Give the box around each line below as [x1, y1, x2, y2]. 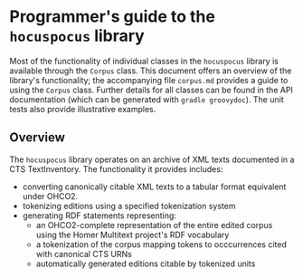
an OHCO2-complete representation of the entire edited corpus [35, 219, 273, 230]
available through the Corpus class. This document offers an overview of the [9, 65, 292, 76]
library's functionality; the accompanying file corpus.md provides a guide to [9, 74, 289, 85]
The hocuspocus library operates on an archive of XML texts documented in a [9, 154, 295, 165]
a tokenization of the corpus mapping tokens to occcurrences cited [35, 238, 288, 250]
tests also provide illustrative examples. [9, 103, 156, 114]
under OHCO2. [22, 190, 79, 201]
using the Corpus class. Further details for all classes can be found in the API [9, 84, 294, 95]
